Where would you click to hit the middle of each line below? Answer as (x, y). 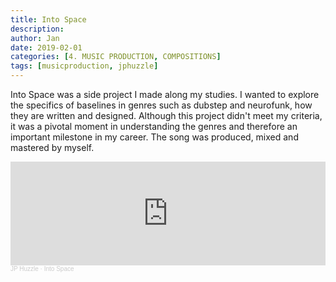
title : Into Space (48, 19)
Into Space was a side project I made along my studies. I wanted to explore (165, 94)
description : (37, 29)
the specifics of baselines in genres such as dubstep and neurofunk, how (161, 105)
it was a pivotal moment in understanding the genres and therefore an (154, 126)
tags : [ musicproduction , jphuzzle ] (84, 66)
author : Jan (35, 38)
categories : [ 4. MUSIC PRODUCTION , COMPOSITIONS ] (116, 57)
